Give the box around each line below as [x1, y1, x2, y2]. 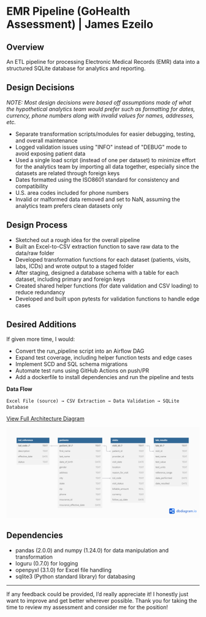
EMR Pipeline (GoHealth [6, 4, 131, 18]
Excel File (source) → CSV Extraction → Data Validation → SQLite [6, 398, 180, 404]
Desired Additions [6, 320, 77, 330]
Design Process [6, 220, 68, 230]
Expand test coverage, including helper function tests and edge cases [15, 354, 193, 361]
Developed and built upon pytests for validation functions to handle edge [15, 295, 200, 302]
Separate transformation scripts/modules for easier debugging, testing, [15, 130, 196, 138]
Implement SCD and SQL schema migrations [15, 361, 128, 368]
